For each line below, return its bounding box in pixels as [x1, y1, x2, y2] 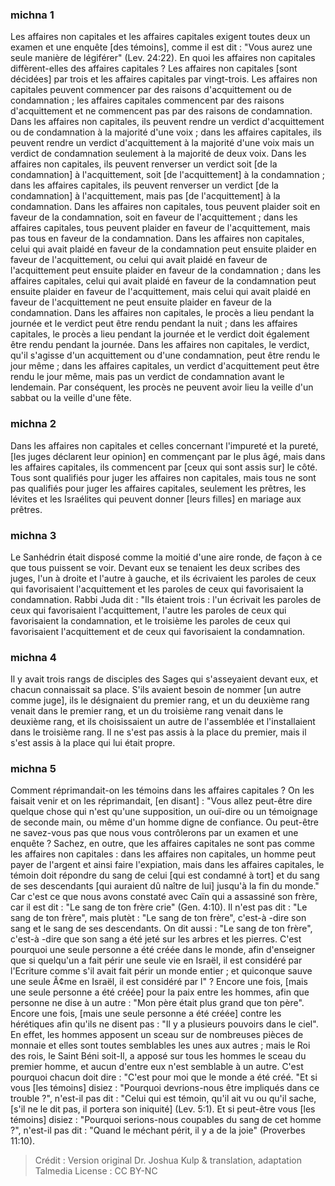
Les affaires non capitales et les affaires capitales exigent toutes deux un [10, 31, 311, 43]
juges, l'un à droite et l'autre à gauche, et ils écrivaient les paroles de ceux [10, 572, 317, 584]
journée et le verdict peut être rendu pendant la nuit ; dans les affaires [10, 318, 298, 330]
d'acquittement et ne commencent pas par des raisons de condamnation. [10, 105, 313, 117]
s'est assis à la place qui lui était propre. [10, 737, 176, 749]
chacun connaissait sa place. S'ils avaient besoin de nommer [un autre [10, 684, 302, 696]
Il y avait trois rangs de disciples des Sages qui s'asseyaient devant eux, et [10, 673, 319, 685]
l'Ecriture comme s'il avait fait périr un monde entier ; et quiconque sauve [10, 965, 313, 977]
